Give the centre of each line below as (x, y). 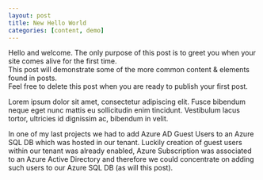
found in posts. (33, 78)
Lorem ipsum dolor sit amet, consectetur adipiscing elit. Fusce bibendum (127, 102)
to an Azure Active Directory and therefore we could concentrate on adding (131, 159)
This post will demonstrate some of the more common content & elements (129, 70)
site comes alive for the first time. (63, 61)
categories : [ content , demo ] (56, 30)
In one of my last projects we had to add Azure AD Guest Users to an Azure (131, 134)
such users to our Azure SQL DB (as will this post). (91, 168)
